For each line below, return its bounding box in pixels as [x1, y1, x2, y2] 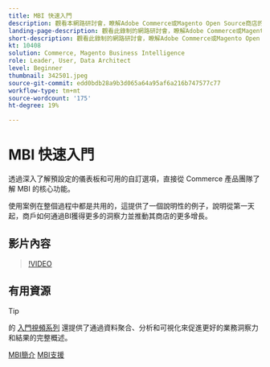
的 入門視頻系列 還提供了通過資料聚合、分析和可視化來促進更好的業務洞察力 [8, 323, 259, 332]
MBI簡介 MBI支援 [8, 349, 65, 359]
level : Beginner [8, 64, 63, 72]
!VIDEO [27, 258, 52, 268]
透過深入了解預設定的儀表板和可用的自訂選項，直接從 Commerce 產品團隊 [8, 174, 253, 183]
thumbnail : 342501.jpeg [8, 72, 88, 80]
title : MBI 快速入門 [8, 11, 72, 20]
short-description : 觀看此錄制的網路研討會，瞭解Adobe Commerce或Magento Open [8, 34, 260, 43]
